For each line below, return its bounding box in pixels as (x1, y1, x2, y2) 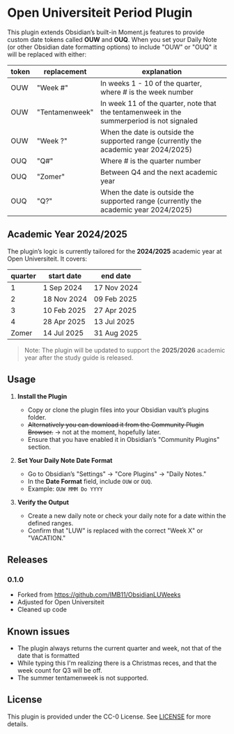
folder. (27, 413, 47, 421)
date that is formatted (17, 652, 80, 660)
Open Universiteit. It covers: (7, 254, 88, 263)
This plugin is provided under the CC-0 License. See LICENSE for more (7, 712, 211, 721)
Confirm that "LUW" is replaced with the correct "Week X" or (27, 526, 203, 535)
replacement (43, 66, 87, 76)
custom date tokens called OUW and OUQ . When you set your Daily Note (7, 35, 217, 43)
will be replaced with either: (7, 50, 87, 59)
